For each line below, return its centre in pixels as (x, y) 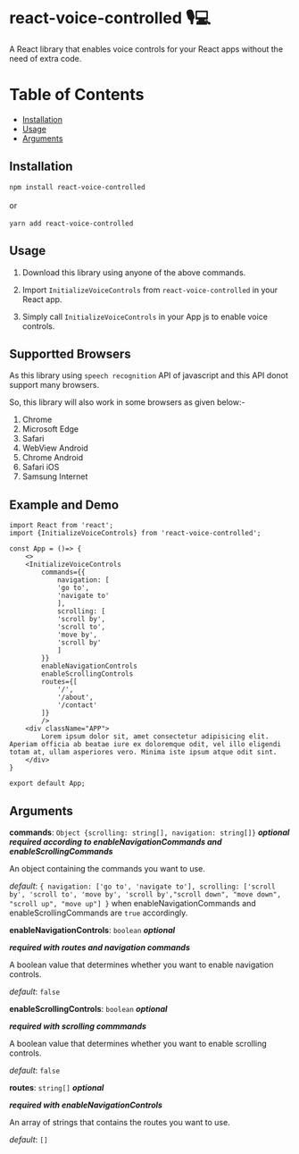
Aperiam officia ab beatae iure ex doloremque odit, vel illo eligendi (145, 745)
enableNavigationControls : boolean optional (92, 930)
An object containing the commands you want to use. (107, 868)
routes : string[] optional (57, 1087)
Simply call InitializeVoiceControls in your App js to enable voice (145, 316)
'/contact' (77, 705)
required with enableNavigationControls (86, 1105)
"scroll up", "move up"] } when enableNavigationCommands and (133, 903)
